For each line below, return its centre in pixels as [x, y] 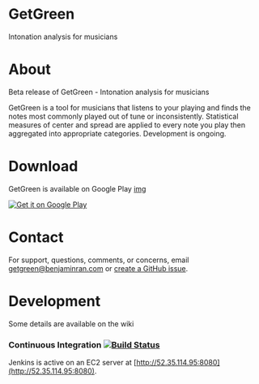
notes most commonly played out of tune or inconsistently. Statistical [123, 116]
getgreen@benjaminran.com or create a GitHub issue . [98, 268]
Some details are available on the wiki [71, 324]
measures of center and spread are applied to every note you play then [127, 125]
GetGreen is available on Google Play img [77, 188]
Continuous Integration [55, 344]
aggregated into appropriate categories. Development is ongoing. [117, 133]
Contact [36, 237]
